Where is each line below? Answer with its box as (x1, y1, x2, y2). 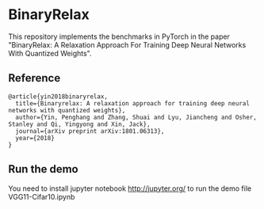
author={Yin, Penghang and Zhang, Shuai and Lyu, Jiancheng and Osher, (15, 113, 258, 121)
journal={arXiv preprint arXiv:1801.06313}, (15, 127, 165, 135)
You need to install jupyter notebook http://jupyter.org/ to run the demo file (8, 184, 252, 193)
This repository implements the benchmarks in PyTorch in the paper (8, 32, 230, 41)
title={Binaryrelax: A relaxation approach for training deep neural (15, 99, 250, 108)
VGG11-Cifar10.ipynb (8, 192, 75, 201)
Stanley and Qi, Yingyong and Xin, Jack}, (8, 120, 151, 128)
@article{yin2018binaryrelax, (8, 93, 109, 101)
